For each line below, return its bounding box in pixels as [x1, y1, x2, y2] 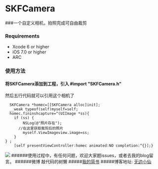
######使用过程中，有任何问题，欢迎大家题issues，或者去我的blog [11, 153, 150, 159]
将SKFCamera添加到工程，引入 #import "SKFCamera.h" [5, 81, 122, 86]
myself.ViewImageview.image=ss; [23, 130, 90, 135]
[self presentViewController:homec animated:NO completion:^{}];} [14, 143, 154, 148]
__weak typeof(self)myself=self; [9, 107, 79, 112]
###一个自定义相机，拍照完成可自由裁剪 [5, 20, 87, 26]
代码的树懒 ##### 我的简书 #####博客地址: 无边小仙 [45, 159, 152, 165]
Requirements [5, 33, 40, 40]
